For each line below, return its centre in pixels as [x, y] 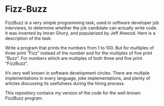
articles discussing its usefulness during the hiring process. [65, 83]
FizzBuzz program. [24, 98]
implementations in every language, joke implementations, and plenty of [78, 78]
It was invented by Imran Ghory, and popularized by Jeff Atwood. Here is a [80, 33]
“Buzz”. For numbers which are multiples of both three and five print [74, 58]
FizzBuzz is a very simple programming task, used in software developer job [82, 23]
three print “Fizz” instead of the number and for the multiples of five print [79, 53]
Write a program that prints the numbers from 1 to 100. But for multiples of [80, 48]
